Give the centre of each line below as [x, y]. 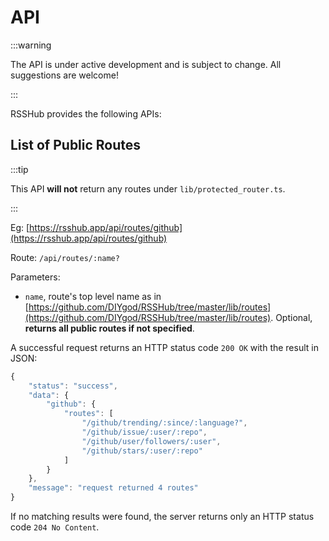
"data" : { [49, 395]
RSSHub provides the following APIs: [86, 113]
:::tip [19, 169]
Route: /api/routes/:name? [65, 257]
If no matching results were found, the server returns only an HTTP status [162, 516]
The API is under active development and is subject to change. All [146, 64]
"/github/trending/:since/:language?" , [164, 423]
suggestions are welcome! [64, 75]
